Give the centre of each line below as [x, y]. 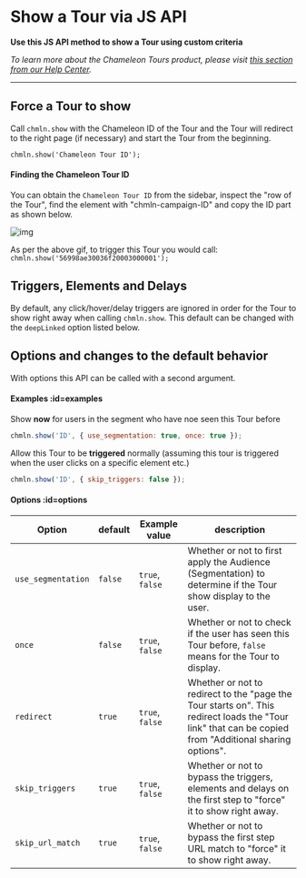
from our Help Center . [51, 69]
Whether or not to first [235, 550]
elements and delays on [238, 788]
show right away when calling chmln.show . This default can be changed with [152, 318]
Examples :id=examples [57, 399]
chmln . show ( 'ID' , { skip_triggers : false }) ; [98, 479]
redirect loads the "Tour [238, 716]
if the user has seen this [238, 633]
